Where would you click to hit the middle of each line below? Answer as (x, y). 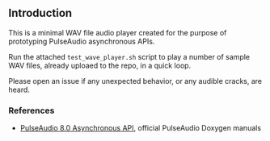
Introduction (40, 13)
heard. (19, 89)
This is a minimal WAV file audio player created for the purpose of (118, 32)
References (32, 110)
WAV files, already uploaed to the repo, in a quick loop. (100, 65)
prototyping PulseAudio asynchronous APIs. (82, 41)
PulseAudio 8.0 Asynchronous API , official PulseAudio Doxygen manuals (140, 128)
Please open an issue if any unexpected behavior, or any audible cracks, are (135, 81)
